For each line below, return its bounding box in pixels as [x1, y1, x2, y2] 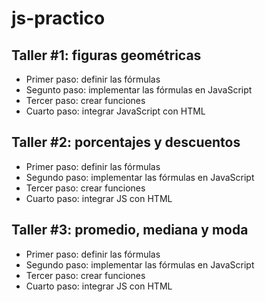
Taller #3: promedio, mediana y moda [11, 222, 249, 239]
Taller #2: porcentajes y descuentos [11, 134, 241, 151]
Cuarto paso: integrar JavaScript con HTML [25, 105, 206, 117]
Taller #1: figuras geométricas [11, 47, 202, 64]
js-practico [11, 7, 106, 30]
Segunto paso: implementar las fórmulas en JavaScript [25, 84, 253, 96]
